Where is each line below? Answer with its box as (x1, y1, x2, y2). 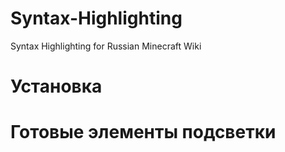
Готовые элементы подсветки (10, 121, 277, 144)
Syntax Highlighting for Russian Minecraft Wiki (10, 40, 202, 52)
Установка (10, 75, 103, 98)
